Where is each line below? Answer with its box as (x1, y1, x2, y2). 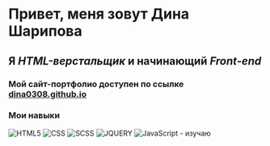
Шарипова (8, 22, 82, 40)
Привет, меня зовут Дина (8, 5, 190, 23)
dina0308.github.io (8, 88, 87, 99)
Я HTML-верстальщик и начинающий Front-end (8, 54, 262, 68)
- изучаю (179, 128, 212, 138)
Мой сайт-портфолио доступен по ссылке (8, 78, 184, 90)
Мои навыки (8, 110, 61, 121)
